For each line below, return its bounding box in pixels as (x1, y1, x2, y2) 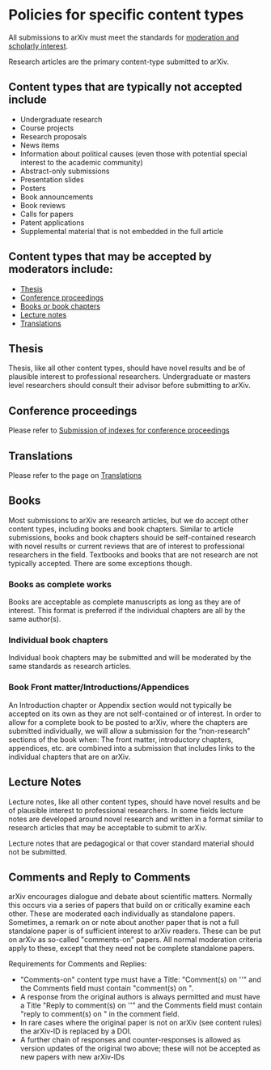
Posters (19, 183, 46, 193)
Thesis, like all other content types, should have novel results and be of (8, 363, 246, 373)
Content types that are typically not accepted (8, 80, 243, 94)
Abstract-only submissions (19, 166, 110, 176)
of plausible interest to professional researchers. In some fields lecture (8, 805, 244, 815)
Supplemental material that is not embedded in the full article (19, 226, 224, 236)
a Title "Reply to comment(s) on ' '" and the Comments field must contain (19, 1000, 263, 1010)
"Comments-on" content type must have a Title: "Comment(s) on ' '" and (19, 974, 261, 985)
